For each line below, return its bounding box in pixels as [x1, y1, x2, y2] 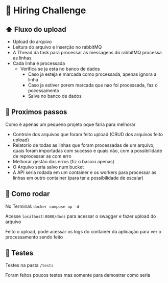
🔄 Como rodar [5, 189, 50, 199]
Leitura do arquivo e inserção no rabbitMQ [12, 44, 102, 50]
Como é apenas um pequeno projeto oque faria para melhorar [5, 121, 136, 127]
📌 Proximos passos [5, 107, 67, 117]
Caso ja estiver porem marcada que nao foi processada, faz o [28, 82, 158, 88]
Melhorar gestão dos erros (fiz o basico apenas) [12, 158, 115, 164]
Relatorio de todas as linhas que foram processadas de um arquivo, [12, 142, 155, 148]
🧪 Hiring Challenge [5, 5, 86, 16]
